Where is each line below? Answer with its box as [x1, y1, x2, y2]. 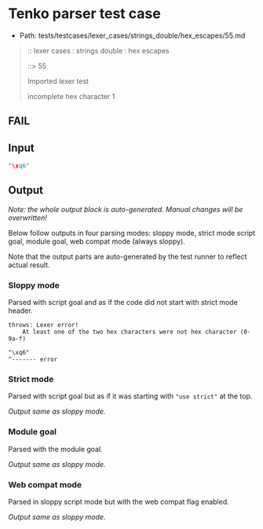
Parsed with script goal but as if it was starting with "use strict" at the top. [8, 391, 253, 401]
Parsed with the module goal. [8, 444, 104, 454]
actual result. [8, 260, 50, 270]
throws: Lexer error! [8, 321, 79, 329]
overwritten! [8, 213, 47, 222]
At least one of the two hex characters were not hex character [22, 328, 237, 336]
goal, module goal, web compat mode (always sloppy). [8, 237, 186, 246]
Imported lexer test [27, 76, 89, 86]
